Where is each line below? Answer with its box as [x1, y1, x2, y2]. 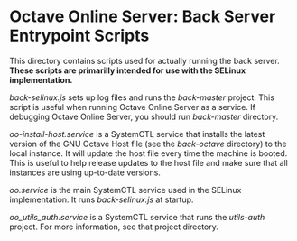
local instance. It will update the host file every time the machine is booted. [9, 147, 288, 159]
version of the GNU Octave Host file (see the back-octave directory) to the [9, 138, 287, 149]
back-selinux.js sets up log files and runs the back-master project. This [9, 92, 275, 103]
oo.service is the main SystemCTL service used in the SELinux [9, 184, 242, 195]
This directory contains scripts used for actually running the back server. [9, 55, 280, 66]
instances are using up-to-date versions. [9, 167, 161, 178]
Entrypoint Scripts [9, 25, 150, 46]
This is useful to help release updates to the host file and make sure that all [9, 157, 289, 168]
